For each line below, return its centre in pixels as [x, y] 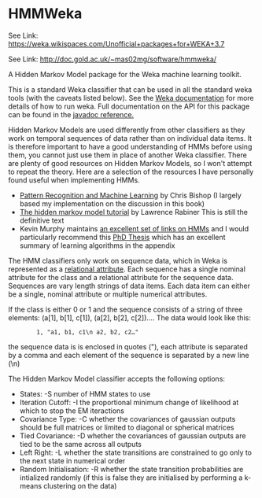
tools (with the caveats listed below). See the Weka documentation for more [131, 98]
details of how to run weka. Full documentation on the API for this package [129, 106]
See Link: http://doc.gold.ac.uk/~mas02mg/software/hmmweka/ [113, 59]
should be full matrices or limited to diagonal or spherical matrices [127, 427]
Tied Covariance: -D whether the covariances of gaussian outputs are [133, 435]
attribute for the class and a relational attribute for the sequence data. [121, 277]
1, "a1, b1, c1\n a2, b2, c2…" [88, 332]
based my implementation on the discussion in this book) [112, 203]
